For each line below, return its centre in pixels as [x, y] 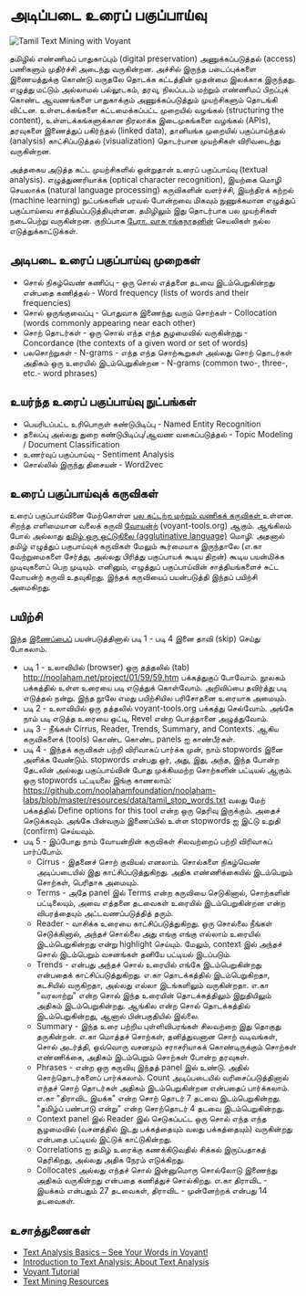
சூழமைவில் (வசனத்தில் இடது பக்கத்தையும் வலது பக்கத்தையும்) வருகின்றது [164, 1129]
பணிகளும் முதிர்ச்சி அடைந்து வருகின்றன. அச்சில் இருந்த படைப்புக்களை [133, 68]
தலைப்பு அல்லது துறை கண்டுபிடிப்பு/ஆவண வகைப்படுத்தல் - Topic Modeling [158, 434]
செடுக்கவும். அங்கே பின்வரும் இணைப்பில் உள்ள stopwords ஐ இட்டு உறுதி [151, 821]
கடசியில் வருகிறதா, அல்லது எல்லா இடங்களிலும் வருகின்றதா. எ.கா [152, 985]
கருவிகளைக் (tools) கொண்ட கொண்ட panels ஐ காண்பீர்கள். [129, 739]
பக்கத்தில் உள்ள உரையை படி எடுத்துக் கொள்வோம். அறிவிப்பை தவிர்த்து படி [155, 688]
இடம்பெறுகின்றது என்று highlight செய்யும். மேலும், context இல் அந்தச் [159, 944]
